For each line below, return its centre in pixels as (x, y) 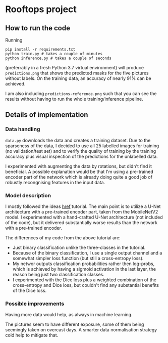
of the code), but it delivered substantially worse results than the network (81, 222)
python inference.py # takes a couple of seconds (59, 58)
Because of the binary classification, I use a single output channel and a (87, 253)
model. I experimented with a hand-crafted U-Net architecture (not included (84, 217)
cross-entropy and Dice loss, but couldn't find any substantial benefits (86, 285)
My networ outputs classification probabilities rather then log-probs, (83, 264)
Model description (28, 195)
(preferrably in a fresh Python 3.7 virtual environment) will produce (75, 68)
